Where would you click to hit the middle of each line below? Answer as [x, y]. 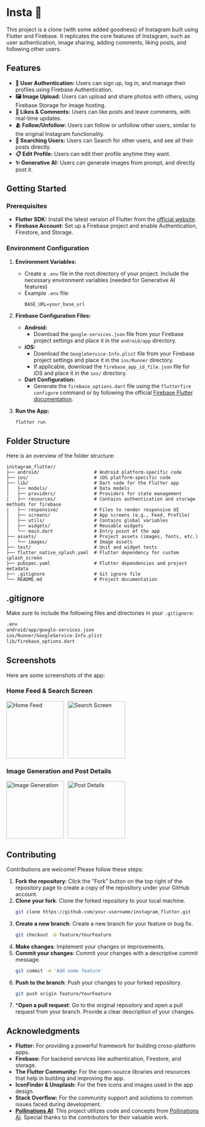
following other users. [34, 49]
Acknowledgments [43, 1031]
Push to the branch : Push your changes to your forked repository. [99, 983]
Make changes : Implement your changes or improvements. [90, 946]
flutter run [30, 422]
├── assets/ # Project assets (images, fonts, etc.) [102, 537]
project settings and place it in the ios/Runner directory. [104, 360]
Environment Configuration [48, 249]
